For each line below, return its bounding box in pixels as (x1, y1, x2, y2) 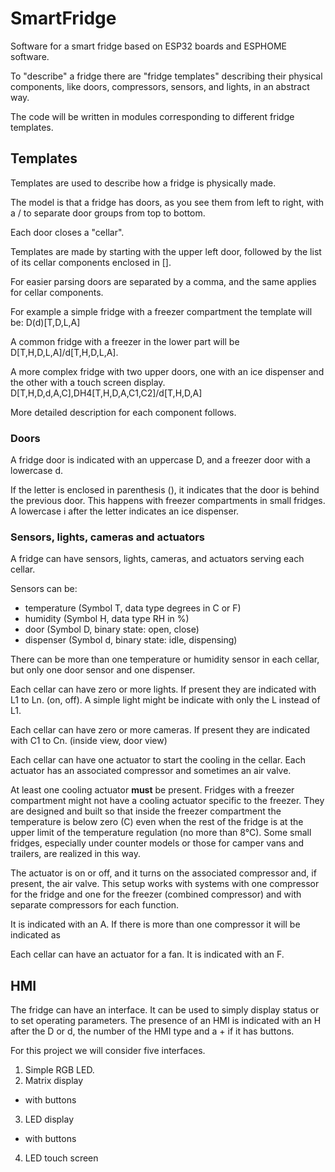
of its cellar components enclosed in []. (10, 256, 172, 268)
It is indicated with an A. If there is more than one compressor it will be (10, 918, 301, 931)
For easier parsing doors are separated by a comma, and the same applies (10, 275, 317, 287)
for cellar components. (10, 286, 104, 298)
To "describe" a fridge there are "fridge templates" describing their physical (10, 70, 323, 82)
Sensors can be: (10, 583, 78, 595)
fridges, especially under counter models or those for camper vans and (10, 837, 305, 849)
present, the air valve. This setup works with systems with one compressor (10, 878, 320, 890)
